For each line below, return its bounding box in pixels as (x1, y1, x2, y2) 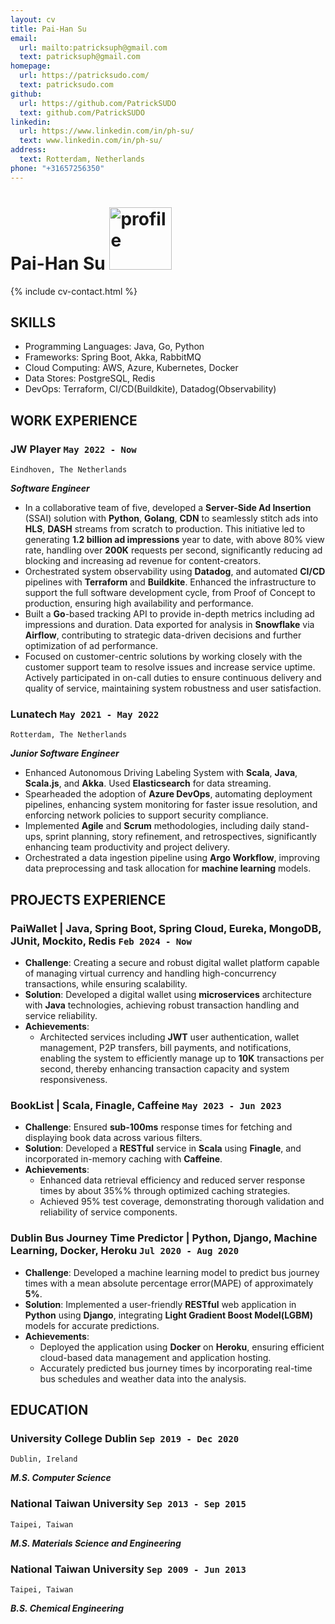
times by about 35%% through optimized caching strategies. (39, 1185, 291, 1197)
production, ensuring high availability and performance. (24, 597, 254, 610)
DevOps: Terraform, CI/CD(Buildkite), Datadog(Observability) (24, 383, 277, 395)
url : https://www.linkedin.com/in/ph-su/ (19, 126, 195, 136)
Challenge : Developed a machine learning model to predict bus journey (24, 1266, 320, 1278)
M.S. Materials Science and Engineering (10, 1537, 182, 1549)
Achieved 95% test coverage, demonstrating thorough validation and (39, 1196, 325, 1208)
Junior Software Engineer (10, 747, 120, 760)
